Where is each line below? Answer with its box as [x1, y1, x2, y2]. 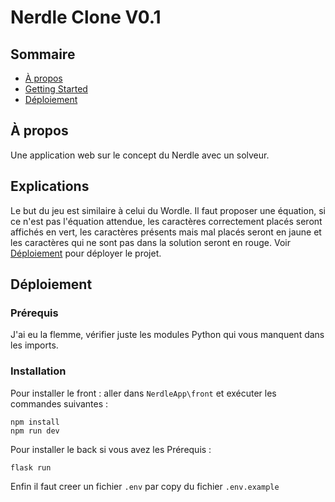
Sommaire [10, 46, 76, 63]
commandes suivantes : [10, 397, 109, 410]
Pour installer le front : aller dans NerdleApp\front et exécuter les [10, 387, 277, 399]
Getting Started [24, 83, 88, 95]
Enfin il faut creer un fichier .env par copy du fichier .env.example [10, 480, 280, 492]
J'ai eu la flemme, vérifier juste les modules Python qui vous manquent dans [10, 329, 325, 341]
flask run [10, 462, 52, 473]
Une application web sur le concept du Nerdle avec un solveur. [10, 149, 270, 161]
